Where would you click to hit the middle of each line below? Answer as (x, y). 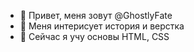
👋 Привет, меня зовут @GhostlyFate (96, 15)
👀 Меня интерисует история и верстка (102, 26)
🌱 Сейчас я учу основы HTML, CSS (94, 36)
